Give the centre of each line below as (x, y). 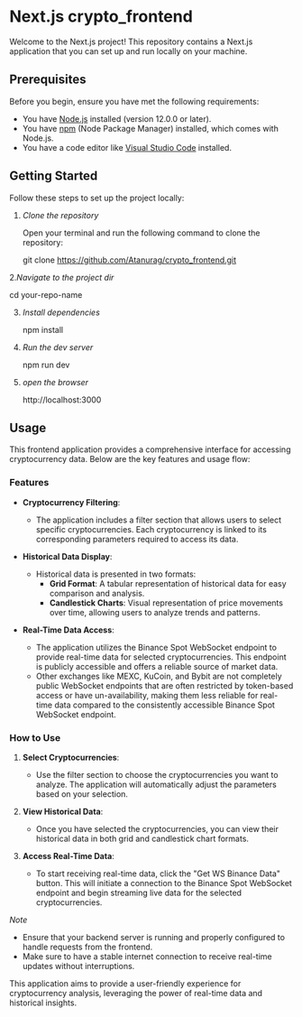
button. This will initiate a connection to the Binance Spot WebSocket (164, 883)
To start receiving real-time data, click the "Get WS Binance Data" (158, 874)
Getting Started (54, 176)
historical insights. (43, 1003)
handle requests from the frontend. (87, 947)
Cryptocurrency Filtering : (71, 502)
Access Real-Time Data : (68, 855)
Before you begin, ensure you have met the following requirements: (134, 101)
